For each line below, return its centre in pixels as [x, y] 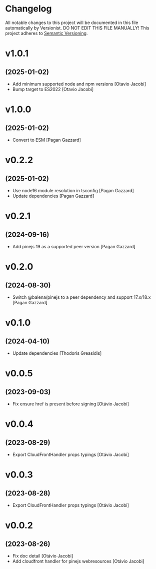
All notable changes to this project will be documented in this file [72, 23]
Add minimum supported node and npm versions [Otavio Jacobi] [79, 84]
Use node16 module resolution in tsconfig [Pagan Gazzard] [73, 190]
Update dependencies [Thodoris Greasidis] [57, 353]
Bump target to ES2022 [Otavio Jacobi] [53, 89]
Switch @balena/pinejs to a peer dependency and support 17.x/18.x [81, 297]
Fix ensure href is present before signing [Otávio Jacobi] [70, 404]
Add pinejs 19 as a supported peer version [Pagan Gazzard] [74, 246]
